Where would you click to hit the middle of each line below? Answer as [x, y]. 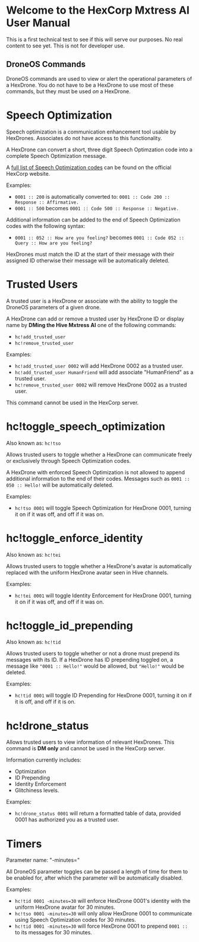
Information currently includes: [44, 760]
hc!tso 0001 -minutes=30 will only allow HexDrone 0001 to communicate [103, 914]
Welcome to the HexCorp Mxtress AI [98, 10]
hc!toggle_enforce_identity [75, 538]
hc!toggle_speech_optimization [86, 426]
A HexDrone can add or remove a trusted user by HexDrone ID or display [95, 319]
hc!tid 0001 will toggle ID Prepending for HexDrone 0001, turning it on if [103, 696]
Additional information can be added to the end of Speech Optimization [94, 220]
